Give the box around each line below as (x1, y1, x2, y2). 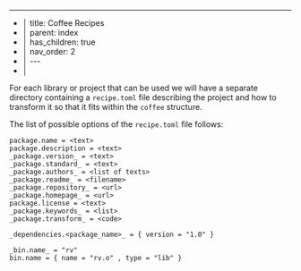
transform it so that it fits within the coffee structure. (9, 102, 203, 112)
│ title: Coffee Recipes (21, 18, 105, 28)
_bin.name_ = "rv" (9, 246, 78, 255)
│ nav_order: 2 (21, 47, 76, 56)
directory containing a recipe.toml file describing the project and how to (9, 92, 277, 103)
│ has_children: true (21, 37, 96, 47)
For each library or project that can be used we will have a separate (9, 82, 258, 93)
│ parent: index (21, 28, 79, 38)
